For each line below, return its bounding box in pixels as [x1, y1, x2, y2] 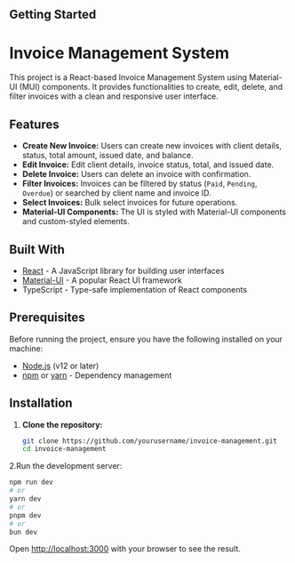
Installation [9, 396, 73, 411]
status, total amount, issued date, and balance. [21, 150, 194, 161]
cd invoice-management [21, 445, 107, 454]
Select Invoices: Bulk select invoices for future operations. [21, 197, 238, 208]
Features [9, 117, 60, 132]
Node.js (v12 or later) [21, 360, 100, 371]
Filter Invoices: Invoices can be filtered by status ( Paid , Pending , [21, 178, 258, 189]
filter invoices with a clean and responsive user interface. [9, 91, 219, 101]
